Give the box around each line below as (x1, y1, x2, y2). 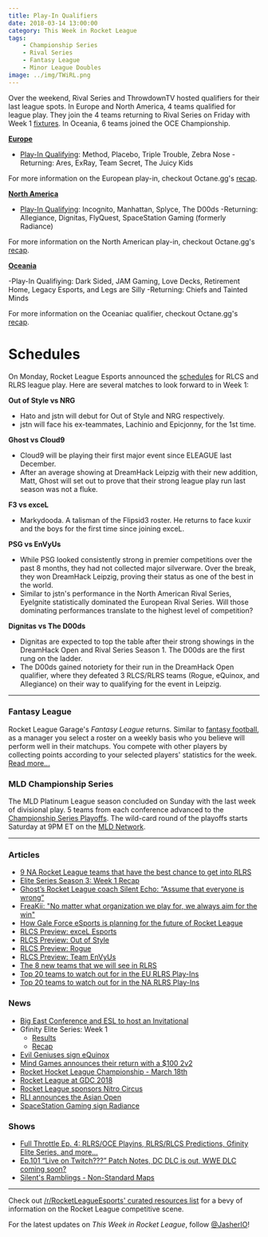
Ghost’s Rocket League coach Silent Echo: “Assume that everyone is (19, 884, 245, 894)
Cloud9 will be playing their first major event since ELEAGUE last (19, 450, 232, 460)
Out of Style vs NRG (8, 395, 76, 405)
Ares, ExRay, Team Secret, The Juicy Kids (55, 157, 194, 168)
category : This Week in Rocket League (8, 26, 137, 34)
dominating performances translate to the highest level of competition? (19, 605, 254, 615)
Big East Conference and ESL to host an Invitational (19, 1016, 189, 1025)
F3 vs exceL (8, 500, 49, 509)
